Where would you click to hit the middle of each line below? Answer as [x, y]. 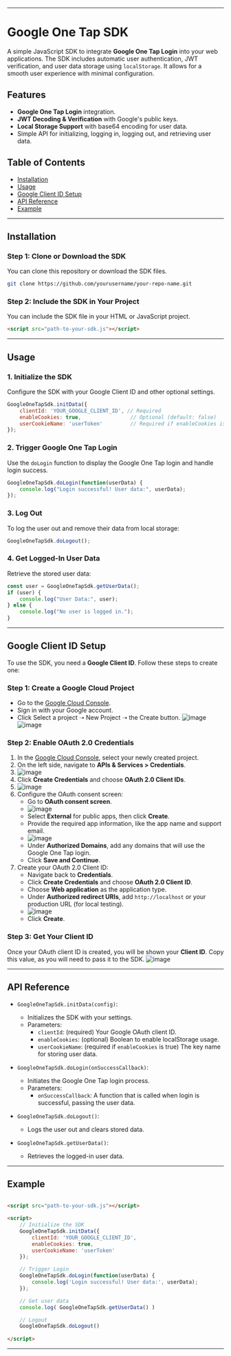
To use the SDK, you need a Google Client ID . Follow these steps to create [112, 662]
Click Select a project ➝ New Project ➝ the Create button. [99, 718]
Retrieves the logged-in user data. [76, 1156]
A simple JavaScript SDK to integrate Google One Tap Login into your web [112, 51]
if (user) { [24, 593]
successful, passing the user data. [86, 1102]
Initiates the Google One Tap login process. [88, 1080]
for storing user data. [67, 1054]
